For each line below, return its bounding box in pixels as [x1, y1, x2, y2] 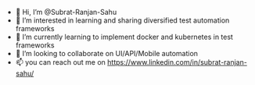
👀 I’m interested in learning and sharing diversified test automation [15, 16, 230, 25]
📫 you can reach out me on [15, 58, 106, 66]
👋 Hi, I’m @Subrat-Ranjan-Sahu [15, 8, 117, 16]
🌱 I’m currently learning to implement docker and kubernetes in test [15, 32, 233, 41]
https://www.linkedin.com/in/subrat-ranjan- [106, 58, 248, 66]
